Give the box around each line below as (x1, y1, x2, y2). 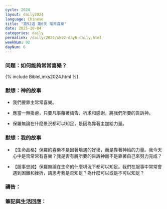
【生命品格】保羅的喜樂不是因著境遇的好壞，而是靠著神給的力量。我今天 (12, 146, 162, 152)
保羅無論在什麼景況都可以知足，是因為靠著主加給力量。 (12, 120, 127, 126)
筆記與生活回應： (5, 198, 47, 205)
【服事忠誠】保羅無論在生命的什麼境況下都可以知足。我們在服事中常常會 (12, 163, 162, 169)
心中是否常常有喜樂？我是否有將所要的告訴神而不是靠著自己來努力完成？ (12, 153, 162, 159)
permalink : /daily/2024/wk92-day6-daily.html (5, 35, 102, 40)
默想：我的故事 (5, 134, 42, 141)
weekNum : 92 (5, 40, 30, 45)
